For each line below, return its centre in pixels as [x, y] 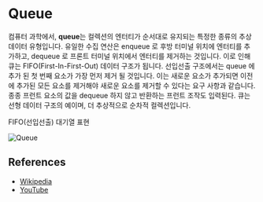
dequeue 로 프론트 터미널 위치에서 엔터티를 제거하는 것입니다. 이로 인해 [141, 56]
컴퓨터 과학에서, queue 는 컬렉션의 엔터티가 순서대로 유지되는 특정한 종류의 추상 [130, 36]
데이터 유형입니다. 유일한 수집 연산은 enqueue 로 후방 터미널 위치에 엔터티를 [125, 46]
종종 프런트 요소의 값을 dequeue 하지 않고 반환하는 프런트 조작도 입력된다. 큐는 [129, 95]
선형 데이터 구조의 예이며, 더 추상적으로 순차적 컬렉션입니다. [100, 105]
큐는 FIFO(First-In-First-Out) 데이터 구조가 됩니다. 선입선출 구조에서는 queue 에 [131, 66]
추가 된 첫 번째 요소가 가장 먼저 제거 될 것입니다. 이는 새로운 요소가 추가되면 [123, 75]
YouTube [34, 189]
